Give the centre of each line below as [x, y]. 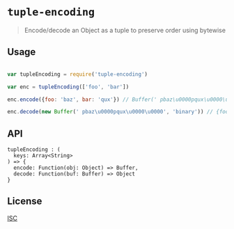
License [25, 202]
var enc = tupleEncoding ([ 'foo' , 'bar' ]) [68, 87]
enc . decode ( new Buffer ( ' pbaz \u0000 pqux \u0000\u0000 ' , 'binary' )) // [110, 112]
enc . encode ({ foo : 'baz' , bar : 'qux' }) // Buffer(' [82, 100]
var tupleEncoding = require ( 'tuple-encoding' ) [78, 74]
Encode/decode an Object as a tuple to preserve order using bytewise [125, 30]
